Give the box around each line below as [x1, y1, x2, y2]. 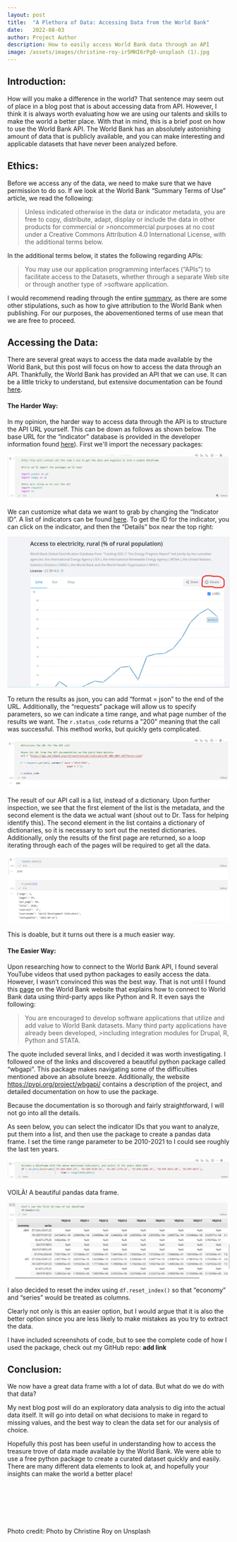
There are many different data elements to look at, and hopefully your [7, 1462, 209, 1471]
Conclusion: [7, 1363, 62, 1375]
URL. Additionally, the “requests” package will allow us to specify [7, 702, 197, 711]
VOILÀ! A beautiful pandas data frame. [7, 1188, 119, 1196]
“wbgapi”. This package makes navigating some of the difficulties [7, 1064, 197, 1073]
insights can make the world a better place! [7, 1470, 133, 1478]
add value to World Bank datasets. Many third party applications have [24, 1021, 227, 1030]
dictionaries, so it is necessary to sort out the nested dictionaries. [7, 825, 197, 834]
